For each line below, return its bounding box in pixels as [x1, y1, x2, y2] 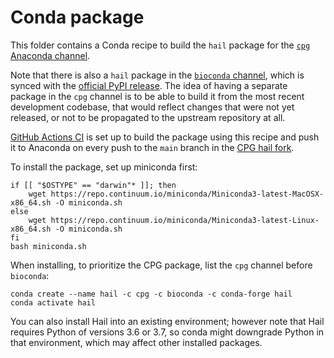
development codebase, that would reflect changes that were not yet [10, 101, 295, 113]
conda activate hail [10, 297, 97, 308]
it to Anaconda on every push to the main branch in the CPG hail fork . [10, 141, 295, 153]
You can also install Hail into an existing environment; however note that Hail [10, 315, 325, 327]
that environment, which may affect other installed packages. [10, 336, 263, 348]
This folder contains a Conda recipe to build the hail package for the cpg [10, 39, 311, 51]
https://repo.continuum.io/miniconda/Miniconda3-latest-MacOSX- [50, 189, 325, 199]
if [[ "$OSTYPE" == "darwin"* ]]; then [10, 180, 177, 190]
